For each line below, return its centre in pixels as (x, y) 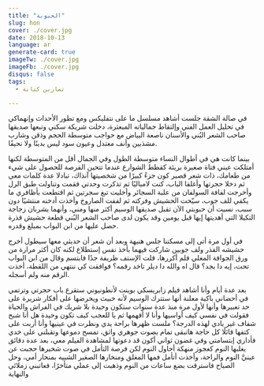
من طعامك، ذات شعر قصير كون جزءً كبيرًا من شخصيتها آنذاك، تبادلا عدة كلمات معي (129, 175)
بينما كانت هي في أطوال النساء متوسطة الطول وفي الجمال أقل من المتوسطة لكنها (129, 159)
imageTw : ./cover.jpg (44, 60)
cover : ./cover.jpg (40, 30)
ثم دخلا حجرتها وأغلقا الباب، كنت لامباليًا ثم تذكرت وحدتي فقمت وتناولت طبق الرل (127, 184)
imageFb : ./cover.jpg (44, 67)
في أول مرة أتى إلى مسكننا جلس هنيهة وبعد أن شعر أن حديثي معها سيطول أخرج (125, 241)
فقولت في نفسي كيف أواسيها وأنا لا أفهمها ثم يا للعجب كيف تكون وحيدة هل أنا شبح (129, 315)
